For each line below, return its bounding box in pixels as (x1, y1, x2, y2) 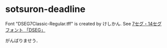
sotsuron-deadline (5, 3, 86, 15)
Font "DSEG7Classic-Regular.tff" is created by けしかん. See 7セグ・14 (5, 20, 153, 26)
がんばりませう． (5, 37, 41, 43)
